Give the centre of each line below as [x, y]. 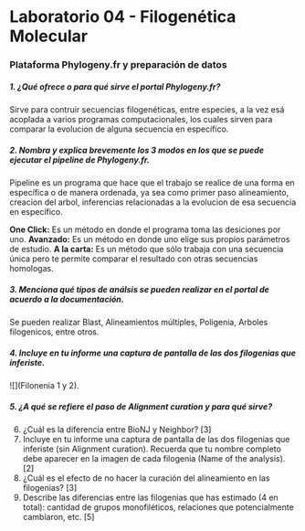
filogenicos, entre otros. [54, 332]
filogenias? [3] [50, 487]
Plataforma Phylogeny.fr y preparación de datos [118, 65]
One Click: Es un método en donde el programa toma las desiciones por [145, 229]
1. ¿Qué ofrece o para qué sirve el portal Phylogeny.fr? [115, 86]
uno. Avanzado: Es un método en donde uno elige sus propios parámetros [150, 239]
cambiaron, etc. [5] [58, 516]
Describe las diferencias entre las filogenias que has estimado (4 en [150, 497]
